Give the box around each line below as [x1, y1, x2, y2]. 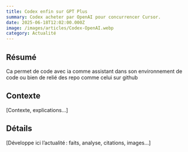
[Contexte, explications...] [6, 106, 69, 113]
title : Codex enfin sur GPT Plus [6, 8, 88, 15]
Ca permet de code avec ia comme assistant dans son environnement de [6, 67, 183, 75]
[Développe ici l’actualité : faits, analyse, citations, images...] [6, 139, 151, 146]
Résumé [6, 52, 37, 62]
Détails [6, 124, 32, 134]
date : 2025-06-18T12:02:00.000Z [6, 19, 85, 25]
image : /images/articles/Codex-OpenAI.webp [6, 25, 114, 31]
